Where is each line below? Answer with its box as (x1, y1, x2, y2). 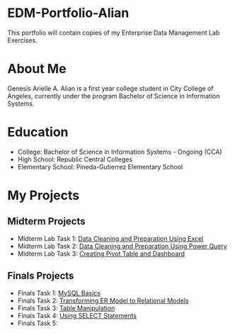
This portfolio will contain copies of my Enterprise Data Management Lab (7, 28, 220, 37)
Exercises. (7, 35, 38, 44)
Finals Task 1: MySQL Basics (17, 288, 101, 297)
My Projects (7, 188, 80, 203)
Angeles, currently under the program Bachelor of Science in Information (7, 91, 220, 100)
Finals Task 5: (17, 319, 58, 327)
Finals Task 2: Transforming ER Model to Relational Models (17, 296, 189, 305)
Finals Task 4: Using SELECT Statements (17, 311, 137, 320)
